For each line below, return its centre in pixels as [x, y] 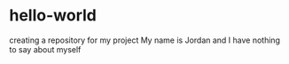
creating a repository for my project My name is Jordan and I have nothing [145, 40]
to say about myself [45, 49]
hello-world [53, 16]
